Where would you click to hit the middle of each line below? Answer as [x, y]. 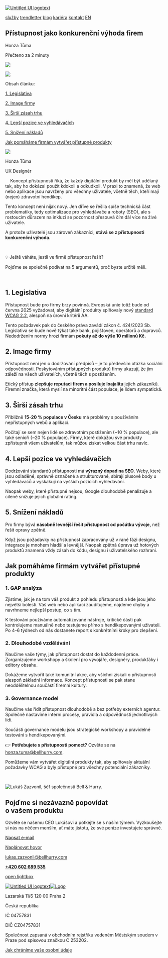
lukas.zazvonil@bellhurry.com [36, 857]
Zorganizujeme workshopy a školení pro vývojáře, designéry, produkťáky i [82, 659]
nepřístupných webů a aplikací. [37, 422]
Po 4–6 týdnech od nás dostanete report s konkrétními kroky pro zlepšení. [82, 630]
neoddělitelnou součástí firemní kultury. [46, 685]
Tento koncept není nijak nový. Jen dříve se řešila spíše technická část [78, 206]
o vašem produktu [34, 811]
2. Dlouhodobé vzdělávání [38, 643]
